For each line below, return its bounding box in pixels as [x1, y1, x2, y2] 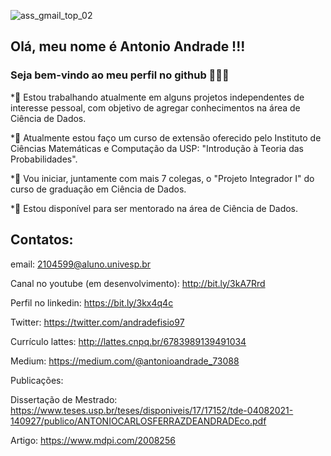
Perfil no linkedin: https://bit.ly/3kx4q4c [10, 296, 174, 309]
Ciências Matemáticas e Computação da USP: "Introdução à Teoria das [10, 142, 304, 154]
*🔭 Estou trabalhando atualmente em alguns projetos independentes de [10, 91, 305, 103]
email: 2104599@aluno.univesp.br [10, 258, 152, 270]
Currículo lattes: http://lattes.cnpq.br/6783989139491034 [10, 335, 247, 347]
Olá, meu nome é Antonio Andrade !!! [10, 38, 246, 55]
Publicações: [10, 374, 64, 386]
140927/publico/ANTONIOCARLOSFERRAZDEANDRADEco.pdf [10, 415, 267, 427]
